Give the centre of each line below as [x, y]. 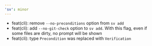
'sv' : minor [17, 9]
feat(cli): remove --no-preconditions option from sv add [68, 23]
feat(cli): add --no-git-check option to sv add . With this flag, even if [79, 28]
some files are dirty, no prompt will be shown [57, 33]
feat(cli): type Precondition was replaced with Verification [71, 38]
